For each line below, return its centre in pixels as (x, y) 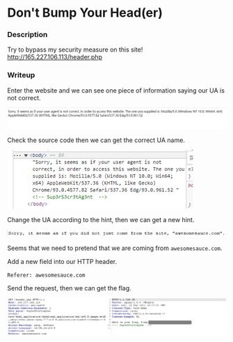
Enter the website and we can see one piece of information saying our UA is (116, 90)
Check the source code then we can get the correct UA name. (96, 140)
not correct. (24, 98)
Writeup (21, 75)
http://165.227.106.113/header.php (55, 57)
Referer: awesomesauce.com (46, 275)
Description (27, 35)
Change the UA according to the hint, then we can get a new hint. (101, 219)
